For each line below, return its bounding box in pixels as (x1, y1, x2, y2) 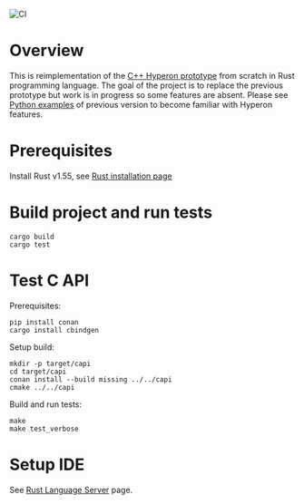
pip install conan (9, 317, 79, 326)
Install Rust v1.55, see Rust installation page (9, 170, 172, 181)
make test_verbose (9, 424, 79, 433)
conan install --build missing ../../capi (9, 374, 172, 384)
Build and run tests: (9, 399, 82, 410)
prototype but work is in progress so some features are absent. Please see (9, 89, 289, 100)
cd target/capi (9, 367, 67, 376)
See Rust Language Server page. (9, 484, 133, 495)
